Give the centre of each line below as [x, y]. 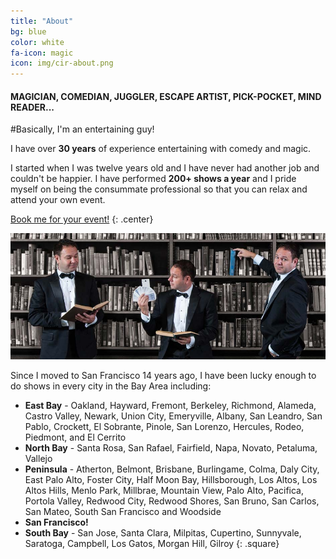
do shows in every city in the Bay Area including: [111, 386]
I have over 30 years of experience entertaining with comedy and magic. [161, 149]
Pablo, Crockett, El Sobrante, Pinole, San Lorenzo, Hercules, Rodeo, [164, 427]
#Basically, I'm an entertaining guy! [82, 129]
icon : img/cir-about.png [62, 63]
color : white [37, 42]
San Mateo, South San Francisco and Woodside [123, 512]
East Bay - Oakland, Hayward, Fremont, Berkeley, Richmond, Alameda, [170, 406]
